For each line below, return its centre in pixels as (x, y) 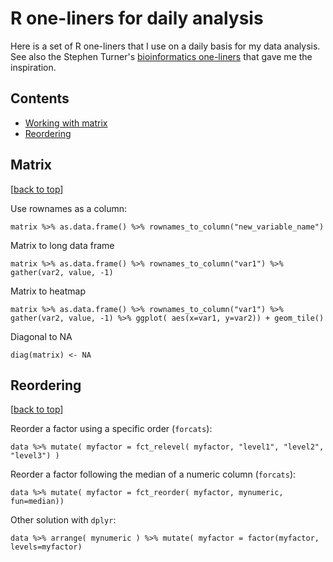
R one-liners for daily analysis (137, 18)
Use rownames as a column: (69, 208)
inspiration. (33, 67)
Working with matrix (66, 123)
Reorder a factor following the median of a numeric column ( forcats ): (153, 474)
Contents (40, 98)
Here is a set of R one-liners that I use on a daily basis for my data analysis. (165, 46)
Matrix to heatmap (48, 291)
